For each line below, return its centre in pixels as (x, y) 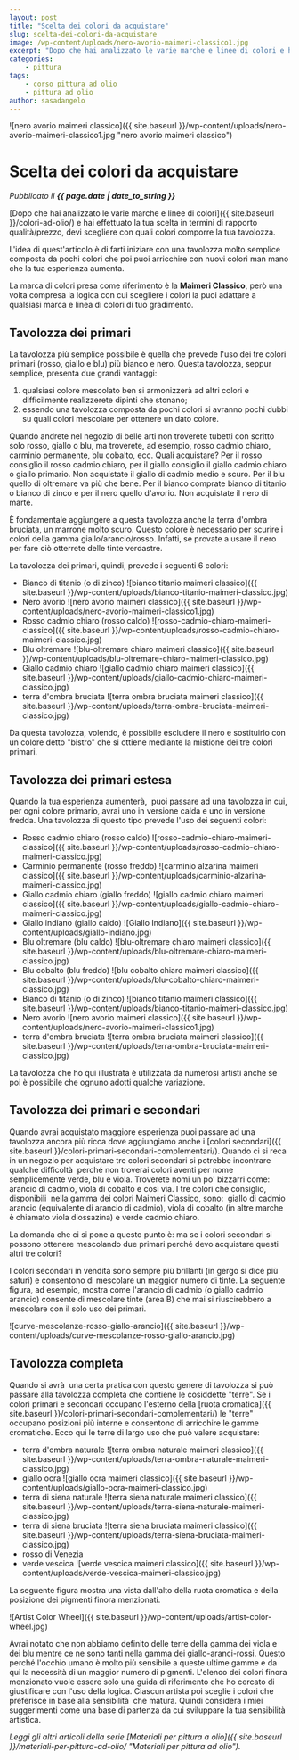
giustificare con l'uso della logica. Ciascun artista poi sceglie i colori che (141, 1690)
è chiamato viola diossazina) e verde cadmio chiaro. (105, 1217)
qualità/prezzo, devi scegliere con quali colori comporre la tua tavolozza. (142, 232)
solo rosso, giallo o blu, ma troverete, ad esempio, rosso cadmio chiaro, (140, 446)
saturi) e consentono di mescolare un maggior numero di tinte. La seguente (147, 1280)
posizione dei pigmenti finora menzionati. (85, 1599)
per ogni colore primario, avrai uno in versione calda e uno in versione (137, 810)
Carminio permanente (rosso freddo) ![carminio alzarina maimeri (140, 865)
